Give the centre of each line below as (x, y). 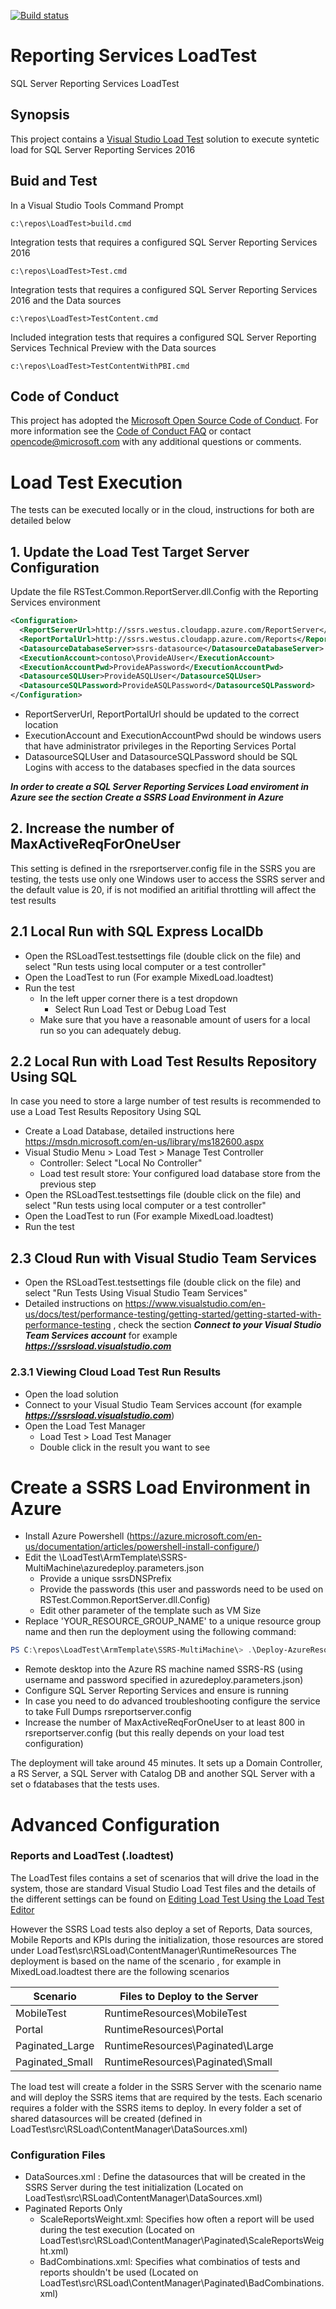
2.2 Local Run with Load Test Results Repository (164, 1061)
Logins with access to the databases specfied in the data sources (160, 767)
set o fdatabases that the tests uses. (85, 1784)
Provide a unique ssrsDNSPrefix (105, 1579)
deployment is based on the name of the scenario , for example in (146, 1961)
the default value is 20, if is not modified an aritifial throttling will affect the (163, 889)
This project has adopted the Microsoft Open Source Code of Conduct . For (164, 421)
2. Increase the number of (92, 828)
